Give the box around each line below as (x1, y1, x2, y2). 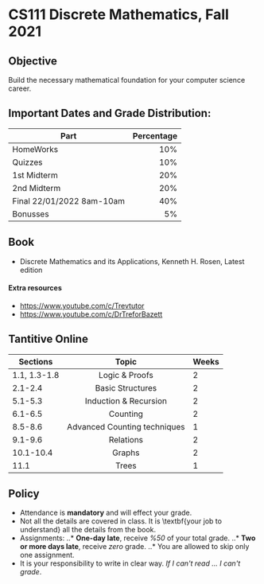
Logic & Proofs (98, 369, 153, 380)
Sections (18, 356, 53, 367)
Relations (108, 434, 144, 445)
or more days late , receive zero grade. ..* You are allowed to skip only (19, 542, 250, 551)
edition (19, 265, 43, 274)
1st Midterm (12, 169, 58, 181)
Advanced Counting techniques (67, 421, 185, 432)
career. (8, 84, 32, 93)
